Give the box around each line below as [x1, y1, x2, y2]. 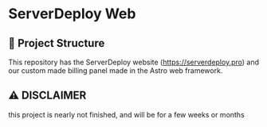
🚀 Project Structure [8, 37, 105, 50]
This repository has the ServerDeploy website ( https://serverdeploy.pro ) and [8, 57, 260, 67]
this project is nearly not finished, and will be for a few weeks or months [8, 110, 245, 119]
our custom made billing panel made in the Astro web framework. [8, 66, 223, 75]
